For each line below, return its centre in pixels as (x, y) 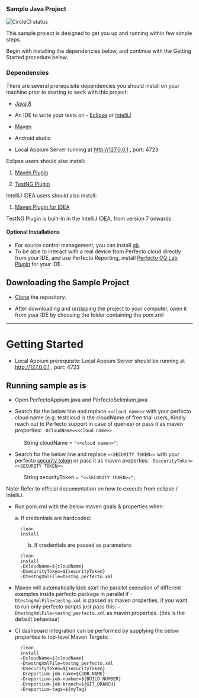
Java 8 (23, 103)
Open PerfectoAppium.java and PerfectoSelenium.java (81, 400)
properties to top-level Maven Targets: (62, 637)
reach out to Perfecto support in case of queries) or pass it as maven (99, 424)
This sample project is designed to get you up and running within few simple (99, 33)
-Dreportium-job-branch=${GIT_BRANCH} (68, 684)
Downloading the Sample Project (68, 283)
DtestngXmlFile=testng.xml (48, 601)
